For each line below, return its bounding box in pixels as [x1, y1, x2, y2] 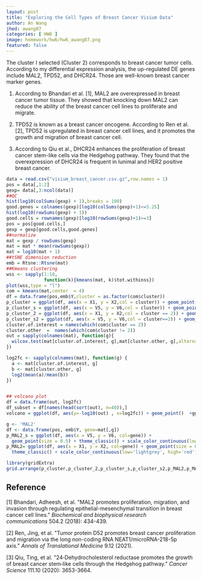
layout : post [6, 8, 39, 15]
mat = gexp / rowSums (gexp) [6, 237, 77, 244]
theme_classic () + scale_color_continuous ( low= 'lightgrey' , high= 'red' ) [11, 449, 198, 455]
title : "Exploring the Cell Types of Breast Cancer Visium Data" [6, 14, 173, 20]
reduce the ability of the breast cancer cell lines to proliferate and [14, 102, 177, 110]
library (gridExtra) [6, 460, 55, 466]
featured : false [6, 43, 47, 49]
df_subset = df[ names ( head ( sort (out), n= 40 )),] [6, 405, 128, 411]
